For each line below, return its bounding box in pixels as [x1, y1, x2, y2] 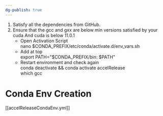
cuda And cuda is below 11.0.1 [12, 32, 75, 38]
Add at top [20, 48, 43, 54]
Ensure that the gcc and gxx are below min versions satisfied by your [12, 26, 158, 33]
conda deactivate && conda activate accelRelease [20, 65, 126, 71]
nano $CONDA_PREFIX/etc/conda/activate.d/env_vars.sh [20, 43, 140, 49]
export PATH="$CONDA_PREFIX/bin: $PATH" [20, 54, 116, 60]
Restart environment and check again [20, 59, 99, 65]
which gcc [20, 70, 42, 76]
